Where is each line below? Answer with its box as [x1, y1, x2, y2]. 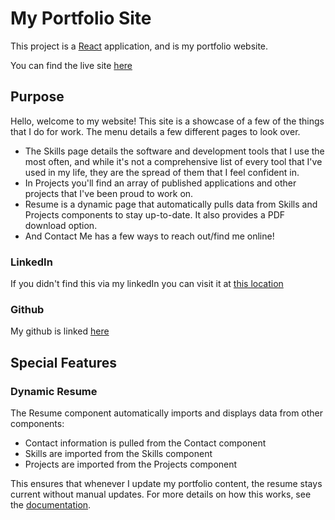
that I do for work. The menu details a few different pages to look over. [10, 125, 301, 137]
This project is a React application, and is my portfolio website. [10, 40, 269, 52]
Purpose [10, 88, 65, 106]
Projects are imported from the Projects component [24, 458, 238, 471]
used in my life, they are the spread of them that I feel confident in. [24, 166, 300, 178]
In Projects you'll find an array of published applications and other [24, 177, 297, 189]
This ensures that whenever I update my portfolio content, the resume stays [10, 478, 323, 490]
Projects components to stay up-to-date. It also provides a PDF [24, 208, 286, 221]
